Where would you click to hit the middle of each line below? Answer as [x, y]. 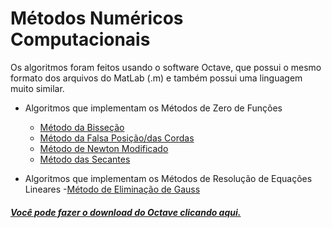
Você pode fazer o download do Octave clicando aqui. [126, 212]
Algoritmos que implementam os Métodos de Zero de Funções [153, 108]
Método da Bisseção [82, 127]
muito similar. [37, 88]
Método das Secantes [85, 159]
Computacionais [80, 39]
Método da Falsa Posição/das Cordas [117, 138]
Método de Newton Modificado [104, 148]
